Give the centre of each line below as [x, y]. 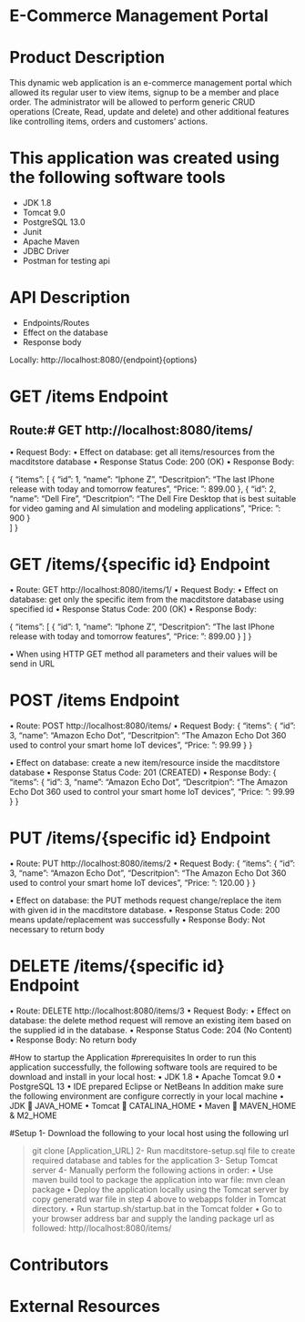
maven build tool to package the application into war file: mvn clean [158, 1179]
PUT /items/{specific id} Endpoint [140, 838]
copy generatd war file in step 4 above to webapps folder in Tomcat [159, 1199]
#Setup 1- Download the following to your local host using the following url [149, 1133]
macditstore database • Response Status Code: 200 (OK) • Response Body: [152, 462]
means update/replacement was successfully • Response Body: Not [137, 920]
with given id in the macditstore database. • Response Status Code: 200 [145, 910]
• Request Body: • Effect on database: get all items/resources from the [142, 452]
